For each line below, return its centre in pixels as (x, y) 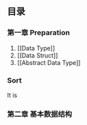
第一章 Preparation (39, 33)
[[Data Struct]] (37, 55)
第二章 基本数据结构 (40, 114)
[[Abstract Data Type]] (49, 62)
